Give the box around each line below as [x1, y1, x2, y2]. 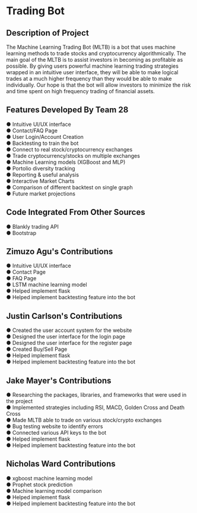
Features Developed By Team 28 [6, 105, 129, 115]
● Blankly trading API [6, 223, 59, 230]
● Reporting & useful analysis [6, 171, 79, 178]
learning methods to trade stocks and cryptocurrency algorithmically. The [6, 50, 186, 57]
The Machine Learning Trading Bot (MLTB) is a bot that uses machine [6, 43, 176, 50]
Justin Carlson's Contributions [6, 311, 123, 321]
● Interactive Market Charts [6, 177, 75, 185]
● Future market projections [6, 190, 76, 197]
